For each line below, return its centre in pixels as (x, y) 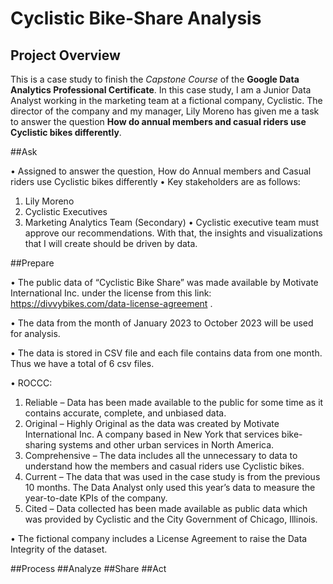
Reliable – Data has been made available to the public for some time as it (174, 402)
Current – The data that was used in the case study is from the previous (172, 476)
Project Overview (65, 55)
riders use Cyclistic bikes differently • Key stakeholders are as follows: (155, 181)
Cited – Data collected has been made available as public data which (166, 508)
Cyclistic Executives (66, 211)
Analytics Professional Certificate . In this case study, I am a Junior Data (161, 90)
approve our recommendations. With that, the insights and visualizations (173, 233)
